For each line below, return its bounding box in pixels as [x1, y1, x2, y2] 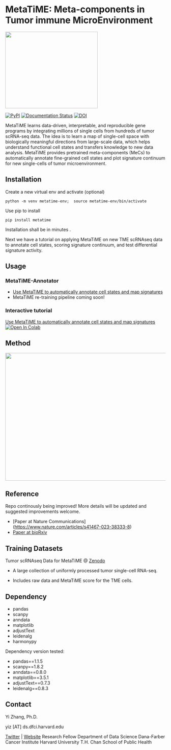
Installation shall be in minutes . [5, 226, 71, 232]
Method [5, 339, 31, 348]
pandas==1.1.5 [12, 658, 43, 664]
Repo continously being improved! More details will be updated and [5, 503, 147, 509]
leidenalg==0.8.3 [12, 685, 48, 691]
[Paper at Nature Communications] [12, 519, 86, 525]
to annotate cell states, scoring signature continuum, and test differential [5, 242, 158, 248]
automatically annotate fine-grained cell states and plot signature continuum [5, 155, 165, 161]
